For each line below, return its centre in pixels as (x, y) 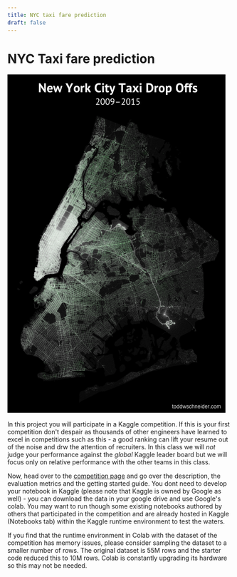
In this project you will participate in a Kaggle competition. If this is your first (118, 424)
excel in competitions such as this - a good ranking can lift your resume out (118, 439)
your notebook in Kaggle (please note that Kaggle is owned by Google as (115, 491)
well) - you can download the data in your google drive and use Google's (114, 499)
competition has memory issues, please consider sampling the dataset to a (117, 543)
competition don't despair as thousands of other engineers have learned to (117, 432)
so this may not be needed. (47, 566)
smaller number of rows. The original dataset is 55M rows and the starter (114, 551)
